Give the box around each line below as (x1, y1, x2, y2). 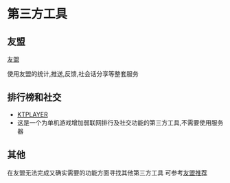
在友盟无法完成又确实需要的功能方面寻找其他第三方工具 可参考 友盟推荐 (7, 169, 207, 177)
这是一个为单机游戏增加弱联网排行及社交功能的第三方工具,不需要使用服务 (16, 118, 224, 127)
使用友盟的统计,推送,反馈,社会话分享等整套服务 (7, 70, 139, 77)
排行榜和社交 (7, 92, 62, 103)
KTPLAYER (16, 110, 48, 119)
